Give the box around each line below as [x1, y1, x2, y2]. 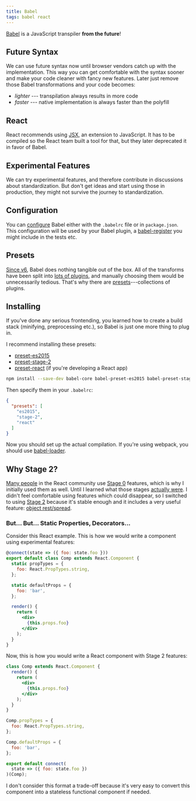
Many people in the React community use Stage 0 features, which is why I [6, 480, 184, 487]
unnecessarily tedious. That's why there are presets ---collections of [6, 279, 170, 286]
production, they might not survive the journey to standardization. [6, 188, 164, 195]
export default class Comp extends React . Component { [6, 555, 140, 562]
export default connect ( [6, 761, 66, 766]
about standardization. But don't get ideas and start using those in [6, 182, 165, 189]
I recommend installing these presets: [6, 341, 96, 348]
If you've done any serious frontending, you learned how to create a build [6, 317, 183, 324]
